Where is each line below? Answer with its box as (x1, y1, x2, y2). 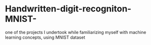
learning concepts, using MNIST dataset (5, 34, 86, 40)
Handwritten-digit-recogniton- (5, 3, 132, 14)
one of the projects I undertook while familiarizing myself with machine (5, 29, 147, 35)
